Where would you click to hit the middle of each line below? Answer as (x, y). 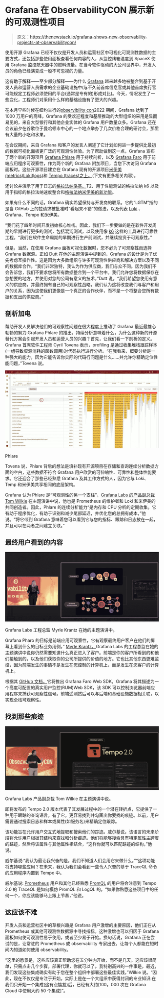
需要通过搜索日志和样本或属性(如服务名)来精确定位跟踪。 (62, 821)
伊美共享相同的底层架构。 (52, 484)
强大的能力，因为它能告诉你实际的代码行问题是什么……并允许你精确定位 (81, 357)
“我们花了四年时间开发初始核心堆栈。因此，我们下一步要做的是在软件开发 (79, 225)
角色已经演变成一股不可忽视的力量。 (50, 71)
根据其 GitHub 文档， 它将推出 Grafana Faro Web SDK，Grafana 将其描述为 (80, 681)
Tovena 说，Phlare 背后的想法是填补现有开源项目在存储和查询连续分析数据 (80, 466)
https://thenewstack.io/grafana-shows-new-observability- (89, 37)
